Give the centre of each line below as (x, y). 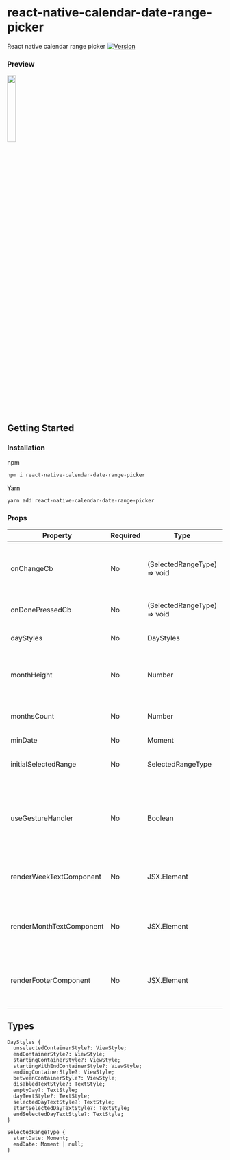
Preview (21, 64)
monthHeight (31, 675)
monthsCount (33, 717)
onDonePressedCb (41, 610)
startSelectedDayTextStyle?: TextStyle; (72, 1108)
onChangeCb (32, 569)
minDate (24, 741)
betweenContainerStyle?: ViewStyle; (65, 1078)
